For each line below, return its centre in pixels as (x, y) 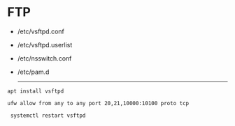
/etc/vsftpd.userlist (45, 45)
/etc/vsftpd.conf (41, 31)
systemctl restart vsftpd (48, 116)
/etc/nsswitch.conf (44, 58)
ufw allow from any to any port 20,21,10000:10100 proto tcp (98, 103)
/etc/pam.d (33, 72)
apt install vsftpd (36, 91)
